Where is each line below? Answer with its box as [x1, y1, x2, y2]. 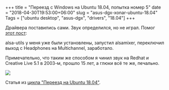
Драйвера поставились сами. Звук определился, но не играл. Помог [5, 25, 155, 31]
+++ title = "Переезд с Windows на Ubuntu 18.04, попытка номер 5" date [5, 5, 161, 10]
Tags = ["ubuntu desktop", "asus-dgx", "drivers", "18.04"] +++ [5, 15, 136, 21]
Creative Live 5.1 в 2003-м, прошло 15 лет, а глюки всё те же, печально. [5, 60, 159, 66]
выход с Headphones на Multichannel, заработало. [5, 45, 114, 51]
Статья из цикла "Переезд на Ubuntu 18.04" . [5, 79, 101, 85]
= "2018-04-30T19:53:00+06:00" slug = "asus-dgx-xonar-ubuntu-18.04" [5, 10, 158, 16]
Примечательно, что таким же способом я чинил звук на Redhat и [5, 55, 149, 61]
